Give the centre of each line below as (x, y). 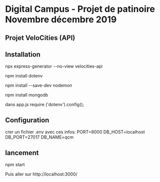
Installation (23, 55)
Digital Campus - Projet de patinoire (80, 9)
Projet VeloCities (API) (40, 38)
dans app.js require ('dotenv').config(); (45, 105)
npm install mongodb (27, 95)
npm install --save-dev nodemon (39, 85)
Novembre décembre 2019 (61, 19)
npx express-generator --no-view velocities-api (54, 66)
